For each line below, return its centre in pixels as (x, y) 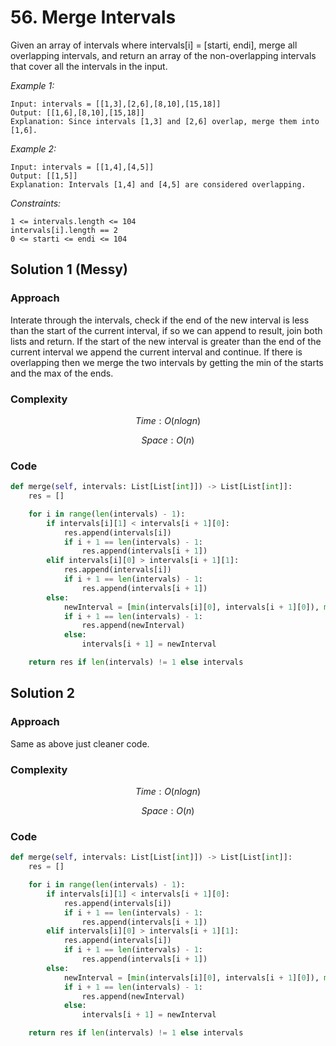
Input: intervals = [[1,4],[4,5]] (82, 167)
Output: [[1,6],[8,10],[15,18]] (77, 112)
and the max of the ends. (62, 373)
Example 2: (33, 148)
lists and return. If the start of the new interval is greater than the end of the (166, 341)
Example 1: (32, 85)
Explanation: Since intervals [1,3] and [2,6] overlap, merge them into (165, 121)
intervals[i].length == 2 (64, 230)
